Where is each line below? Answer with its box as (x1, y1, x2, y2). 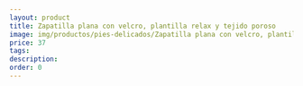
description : (9, 55, 59, 64)
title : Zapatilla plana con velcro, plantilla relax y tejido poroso (9, 21, 277, 30)
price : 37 (9, 38, 47, 47)
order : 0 (9, 64, 42, 73)
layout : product (9, 13, 70, 22)
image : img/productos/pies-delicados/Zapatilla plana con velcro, (9, 30, 264, 39)
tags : (9, 47, 30, 56)
